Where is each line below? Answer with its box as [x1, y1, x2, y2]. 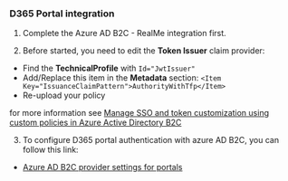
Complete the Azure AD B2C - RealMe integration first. [22, 28, 226, 39]
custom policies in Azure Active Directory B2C [9, 117, 182, 129]
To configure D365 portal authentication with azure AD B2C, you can [22, 135, 279, 146]
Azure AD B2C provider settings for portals [22, 162, 183, 173]
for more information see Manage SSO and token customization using [9, 108, 270, 119]
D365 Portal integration [9, 7, 115, 20]
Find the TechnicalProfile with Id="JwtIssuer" [22, 62, 197, 74]
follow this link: [22, 144, 79, 156]
